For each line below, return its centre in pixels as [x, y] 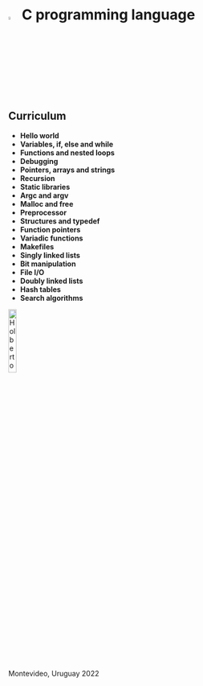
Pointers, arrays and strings [67, 170]
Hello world [39, 135]
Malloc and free [47, 203]
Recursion [37, 178]
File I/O [32, 272]
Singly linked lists [50, 255]
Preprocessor [43, 212]
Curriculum [37, 116]
